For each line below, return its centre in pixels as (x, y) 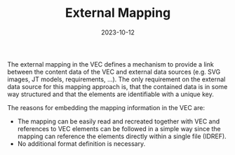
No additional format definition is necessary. (81, 143)
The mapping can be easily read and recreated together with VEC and (119, 121)
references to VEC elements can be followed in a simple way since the (119, 128)
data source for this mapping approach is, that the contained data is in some (117, 86)
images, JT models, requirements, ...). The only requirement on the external (116, 79)
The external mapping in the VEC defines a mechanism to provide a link (110, 64)
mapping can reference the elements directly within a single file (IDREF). (122, 136)
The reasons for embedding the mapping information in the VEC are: (106, 107)
